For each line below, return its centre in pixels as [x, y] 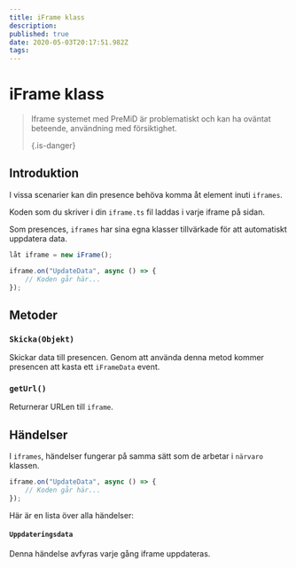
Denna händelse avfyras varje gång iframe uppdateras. [110, 554]
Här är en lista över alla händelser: [72, 515]
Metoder [33, 315]
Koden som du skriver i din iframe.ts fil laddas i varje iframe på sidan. [137, 212]
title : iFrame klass [47, 17]
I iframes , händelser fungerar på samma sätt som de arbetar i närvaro [136, 456]
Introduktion [44, 174]
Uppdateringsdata [41, 535]
